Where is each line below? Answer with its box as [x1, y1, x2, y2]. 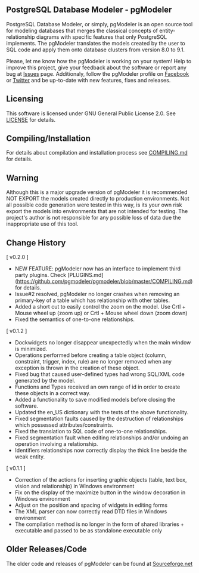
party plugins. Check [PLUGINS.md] [14, 272, 104, 279]
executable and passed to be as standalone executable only [14, 527, 163, 534]
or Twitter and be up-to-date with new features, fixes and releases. [6, 76, 171, 84]
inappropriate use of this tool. [6, 220, 79, 227]
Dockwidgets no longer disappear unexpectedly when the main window [14, 339, 191, 346]
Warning [6, 172, 39, 183]
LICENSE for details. [6, 116, 56, 123]
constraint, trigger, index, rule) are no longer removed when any [14, 358, 172, 365]
